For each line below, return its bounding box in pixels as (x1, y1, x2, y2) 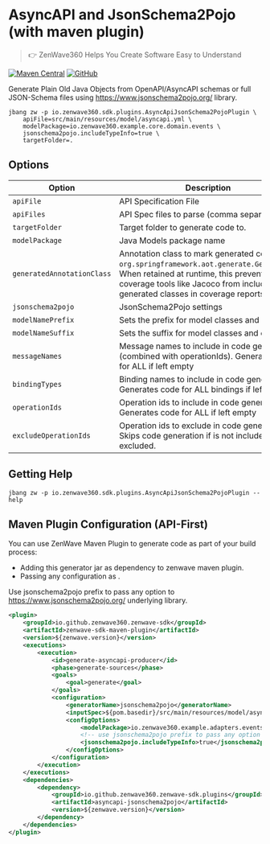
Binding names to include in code (119, 373, 245, 385)
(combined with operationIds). (119, 350, 233, 361)
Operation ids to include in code (119, 397, 239, 408)
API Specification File (119, 196, 199, 207)
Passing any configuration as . (19, 571, 121, 581)
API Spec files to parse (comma (119, 208, 239, 220)
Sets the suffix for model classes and (119, 327, 259, 339)
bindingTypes (12, 380, 63, 389)
